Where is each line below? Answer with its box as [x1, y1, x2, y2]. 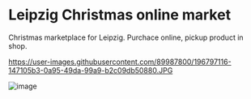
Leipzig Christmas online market [8, 6, 232, 24]
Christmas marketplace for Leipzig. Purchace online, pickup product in [8, 32, 245, 42]
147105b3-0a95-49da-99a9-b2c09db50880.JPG [8, 65, 173, 75]
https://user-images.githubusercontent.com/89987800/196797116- [8, 57, 232, 67]
